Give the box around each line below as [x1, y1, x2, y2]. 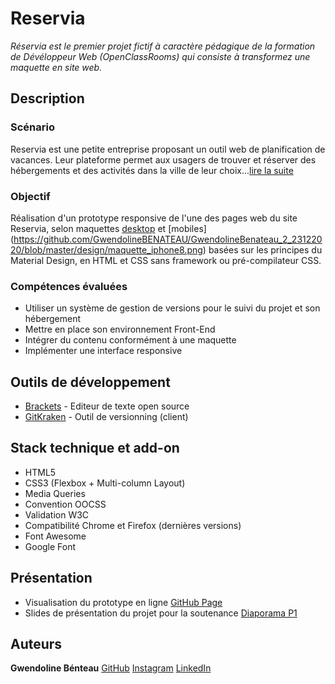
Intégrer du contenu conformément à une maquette [24, 334, 237, 346]
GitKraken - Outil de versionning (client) [24, 411, 189, 423]
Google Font [24, 540, 77, 552]
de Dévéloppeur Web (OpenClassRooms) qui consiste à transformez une [10, 50, 311, 62]
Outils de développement [10, 373, 171, 391]
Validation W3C [24, 508, 90, 521]
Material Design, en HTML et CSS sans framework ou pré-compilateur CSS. [10, 254, 322, 266]
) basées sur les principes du [202, 243, 323, 256]
